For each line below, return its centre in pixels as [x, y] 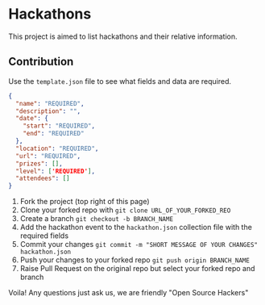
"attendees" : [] [43, 178]
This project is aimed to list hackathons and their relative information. [123, 36]
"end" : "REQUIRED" [54, 134]
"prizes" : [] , [39, 163]
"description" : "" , [48, 111]
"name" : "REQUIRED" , [50, 103]
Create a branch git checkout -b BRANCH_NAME [97, 219]
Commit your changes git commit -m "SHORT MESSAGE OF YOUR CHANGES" [139, 244]
